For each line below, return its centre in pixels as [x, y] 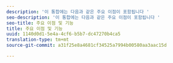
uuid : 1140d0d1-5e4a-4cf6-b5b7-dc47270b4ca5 [63, 34]
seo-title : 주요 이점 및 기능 [40, 23]
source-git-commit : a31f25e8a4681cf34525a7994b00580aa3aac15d [86, 46]
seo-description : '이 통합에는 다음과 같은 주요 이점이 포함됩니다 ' [83, 17]
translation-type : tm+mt [38, 40]
